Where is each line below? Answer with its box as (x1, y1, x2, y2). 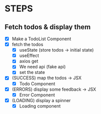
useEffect (19, 53, 39, 58)
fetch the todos (11, 42, 43, 48)
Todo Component (19, 80, 55, 87)
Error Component (19, 92, 55, 98)
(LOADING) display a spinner (11, 97, 71, 103)
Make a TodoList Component (11, 36, 72, 42)
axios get (19, 58, 38, 64)
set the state (19, 69, 45, 75)
